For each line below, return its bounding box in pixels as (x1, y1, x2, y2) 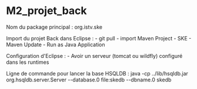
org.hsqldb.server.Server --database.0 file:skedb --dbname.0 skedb (6, 76, 172, 83)
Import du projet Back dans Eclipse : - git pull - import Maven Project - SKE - (6, 35, 192, 42)
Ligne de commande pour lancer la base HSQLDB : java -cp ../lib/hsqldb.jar (6, 70, 188, 77)
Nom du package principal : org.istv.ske (6, 23, 103, 30)
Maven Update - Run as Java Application (6, 41, 105, 48)
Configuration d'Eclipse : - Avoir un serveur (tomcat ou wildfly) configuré (6, 52, 183, 59)
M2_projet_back (6, 4, 87, 18)
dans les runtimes (6, 59, 49, 66)
